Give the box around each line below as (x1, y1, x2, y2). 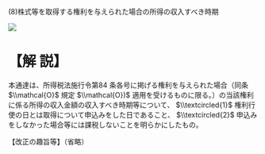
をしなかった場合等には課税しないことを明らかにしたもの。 (8, 120, 203, 129)
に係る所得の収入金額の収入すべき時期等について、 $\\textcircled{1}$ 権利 (8, 100, 248, 110)
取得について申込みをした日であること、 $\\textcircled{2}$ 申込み (42, 110, 258, 119)
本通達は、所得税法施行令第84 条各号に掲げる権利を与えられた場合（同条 (8, 80, 248, 90)
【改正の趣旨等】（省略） (8, 137, 89, 146)
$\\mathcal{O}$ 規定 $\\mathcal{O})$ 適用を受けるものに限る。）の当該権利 (8, 90, 254, 99)
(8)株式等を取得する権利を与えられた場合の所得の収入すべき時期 (8, 7, 219, 16)
